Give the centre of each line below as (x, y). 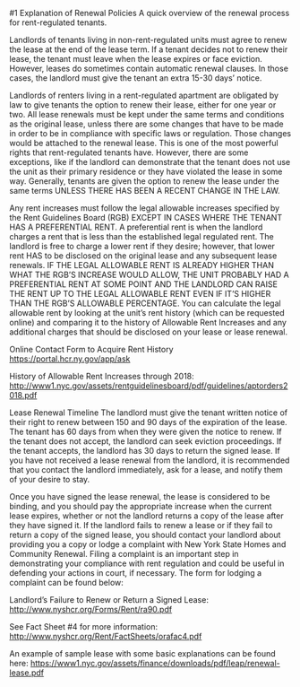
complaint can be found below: (66, 583)
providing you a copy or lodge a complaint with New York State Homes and (148, 544)
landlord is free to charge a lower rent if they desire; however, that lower (142, 246)
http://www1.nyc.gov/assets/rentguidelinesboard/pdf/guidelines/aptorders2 (149, 386)
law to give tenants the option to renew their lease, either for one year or (143, 105)
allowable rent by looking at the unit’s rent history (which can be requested (147, 313)
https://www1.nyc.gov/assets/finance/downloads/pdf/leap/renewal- (155, 663)
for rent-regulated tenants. (58, 22)
